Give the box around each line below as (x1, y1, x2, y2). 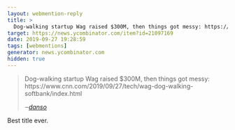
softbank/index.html (24, 89, 83, 97)
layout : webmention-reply (7, 10, 83, 17)
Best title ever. (7, 116, 49, 124)
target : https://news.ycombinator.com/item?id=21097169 (7, 29, 173, 37)
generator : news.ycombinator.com (7, 49, 105, 56)
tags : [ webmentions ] (7, 42, 68, 49)
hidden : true (7, 56, 45, 63)
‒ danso (24, 102, 48, 111)
